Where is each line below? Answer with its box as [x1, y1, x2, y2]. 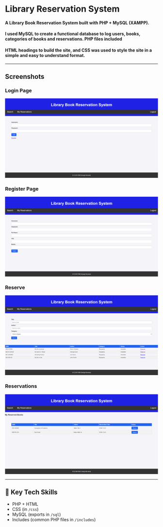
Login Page [5, 87, 33, 94]
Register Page [5, 186, 39, 192]
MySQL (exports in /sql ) [12, 511, 61, 517]
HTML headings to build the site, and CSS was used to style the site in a [5, 47, 152, 53]
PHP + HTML [12, 501, 39, 507]
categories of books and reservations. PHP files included [5, 36, 122, 42]
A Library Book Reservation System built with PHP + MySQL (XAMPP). [5, 19, 149, 25]
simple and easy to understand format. [5, 52, 85, 58]
